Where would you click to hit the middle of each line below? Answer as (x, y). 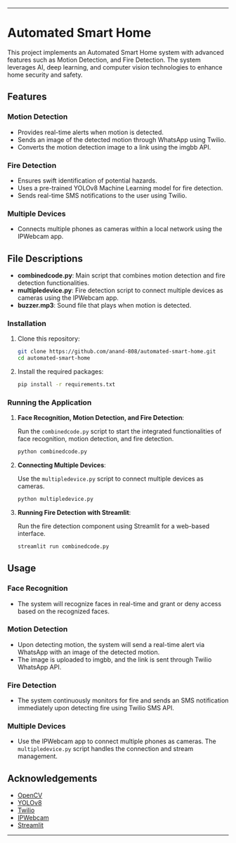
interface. (31, 534)
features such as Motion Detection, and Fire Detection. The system (104, 60)
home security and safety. (45, 74)
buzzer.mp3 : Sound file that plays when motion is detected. (104, 306)
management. (38, 757)
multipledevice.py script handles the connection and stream (105, 749)
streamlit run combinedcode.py (63, 547)
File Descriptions (45, 258)
